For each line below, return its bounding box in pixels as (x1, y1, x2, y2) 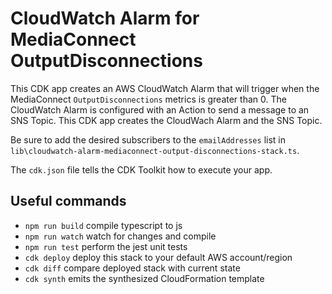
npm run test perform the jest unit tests (24, 240, 188, 252)
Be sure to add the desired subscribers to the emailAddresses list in (10, 133, 286, 146)
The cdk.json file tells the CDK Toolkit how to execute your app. (10, 163, 273, 176)
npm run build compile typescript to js (24, 219, 183, 231)
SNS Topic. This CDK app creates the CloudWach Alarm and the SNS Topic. (10, 114, 323, 126)
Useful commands (10, 193, 127, 210)
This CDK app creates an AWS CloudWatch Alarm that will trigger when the (10, 82, 320, 94)
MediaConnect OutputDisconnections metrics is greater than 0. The (10, 93, 287, 105)
